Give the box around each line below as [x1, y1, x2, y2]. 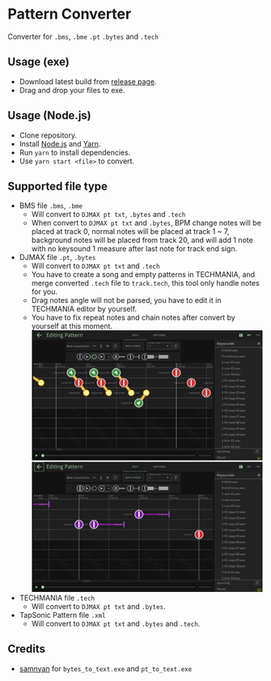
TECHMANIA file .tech [19, 593, 95, 602]
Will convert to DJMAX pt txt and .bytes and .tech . [31, 619, 201, 628]
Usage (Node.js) [7, 109, 92, 122]
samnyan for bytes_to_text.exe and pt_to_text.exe [19, 663, 193, 673]
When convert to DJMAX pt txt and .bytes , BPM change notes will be [31, 218, 262, 228]
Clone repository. [19, 130, 78, 140]
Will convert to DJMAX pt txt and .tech [31, 261, 160, 271]
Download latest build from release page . [19, 76, 157, 86]
